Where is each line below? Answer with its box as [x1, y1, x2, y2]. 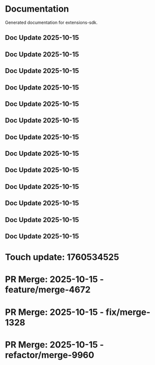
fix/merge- [105, 307, 151, 317]
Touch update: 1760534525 [5, 252, 120, 263]
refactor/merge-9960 [5, 349, 95, 361]
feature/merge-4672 [5, 284, 91, 295]
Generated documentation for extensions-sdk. [5, 19, 98, 25]
